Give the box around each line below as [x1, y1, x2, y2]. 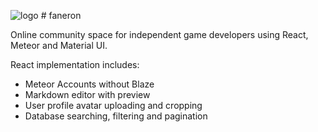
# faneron [40, 10, 82, 21]
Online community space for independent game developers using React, [10, 29, 309, 40]
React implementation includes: [10, 59, 140, 70]
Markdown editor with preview [24, 89, 151, 100]
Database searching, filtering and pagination [24, 110, 208, 122]
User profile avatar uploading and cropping [24, 100, 203, 111]
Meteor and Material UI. [10, 40, 108, 51]
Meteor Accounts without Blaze [24, 78, 155, 90]
